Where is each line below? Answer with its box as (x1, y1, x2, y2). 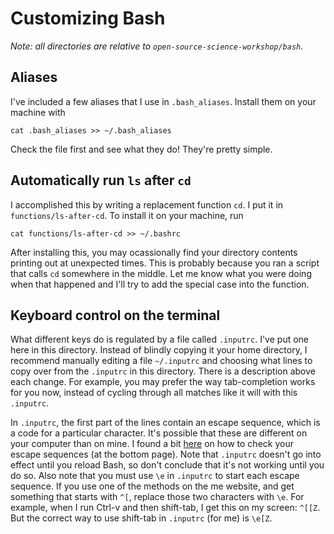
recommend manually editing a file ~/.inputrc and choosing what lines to (10, 355, 313, 367)
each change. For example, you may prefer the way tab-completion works (10, 376, 316, 388)
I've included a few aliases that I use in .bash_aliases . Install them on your (10, 95, 317, 107)
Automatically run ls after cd (10, 172, 192, 189)
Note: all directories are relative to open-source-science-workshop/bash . (10, 40, 304, 52)
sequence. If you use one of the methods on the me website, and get (10, 480, 295, 492)
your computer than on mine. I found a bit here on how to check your (10, 438, 294, 450)
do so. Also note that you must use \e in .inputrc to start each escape (10, 470, 300, 482)
